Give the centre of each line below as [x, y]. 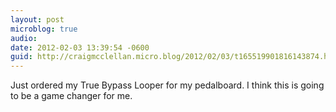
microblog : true [44, 29]
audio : [24, 38]
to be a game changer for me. [71, 96]
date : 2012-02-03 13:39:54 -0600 [80, 47]
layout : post [37, 19]
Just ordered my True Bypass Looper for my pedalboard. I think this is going [167, 85]
